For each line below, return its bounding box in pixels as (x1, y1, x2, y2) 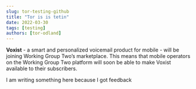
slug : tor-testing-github (6, 8, 69, 15)
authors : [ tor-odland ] (6, 30, 61, 36)
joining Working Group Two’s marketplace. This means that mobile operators (6, 53, 191, 60)
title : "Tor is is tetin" (6, 14, 69, 20)
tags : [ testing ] (6, 25, 46, 31)
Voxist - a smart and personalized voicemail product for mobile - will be (6, 46, 180, 53)
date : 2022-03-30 (6, 19, 49, 25)
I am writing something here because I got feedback (6, 77, 132, 84)
